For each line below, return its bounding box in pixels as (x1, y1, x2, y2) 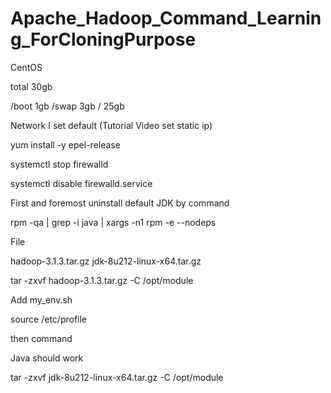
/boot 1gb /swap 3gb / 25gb (10, 100, 125, 112)
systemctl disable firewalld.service (10, 177, 153, 189)
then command (10, 332, 73, 344)
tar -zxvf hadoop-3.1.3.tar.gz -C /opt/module (10, 274, 194, 286)
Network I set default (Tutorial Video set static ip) (10, 119, 213, 131)
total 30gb (10, 80, 53, 92)
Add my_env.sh (10, 293, 73, 306)
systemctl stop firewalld (10, 158, 109, 170)
